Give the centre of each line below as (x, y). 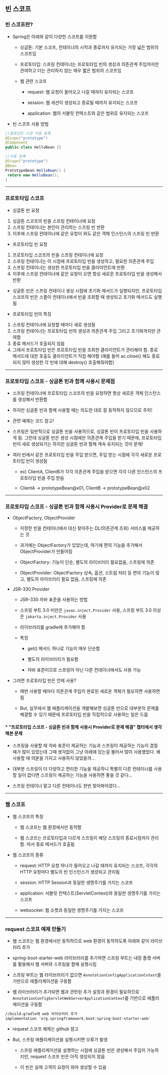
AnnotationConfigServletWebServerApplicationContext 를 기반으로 (79, 998)
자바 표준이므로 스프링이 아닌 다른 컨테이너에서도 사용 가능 (84, 670)
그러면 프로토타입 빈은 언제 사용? (44, 680)
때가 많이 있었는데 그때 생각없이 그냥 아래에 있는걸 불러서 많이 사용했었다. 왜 (86, 752)
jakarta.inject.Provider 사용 (56, 617)
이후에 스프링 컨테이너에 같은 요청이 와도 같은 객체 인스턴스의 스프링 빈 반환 (86, 233)
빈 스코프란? (19, 25)
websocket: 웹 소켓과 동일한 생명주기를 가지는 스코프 (72, 910)
